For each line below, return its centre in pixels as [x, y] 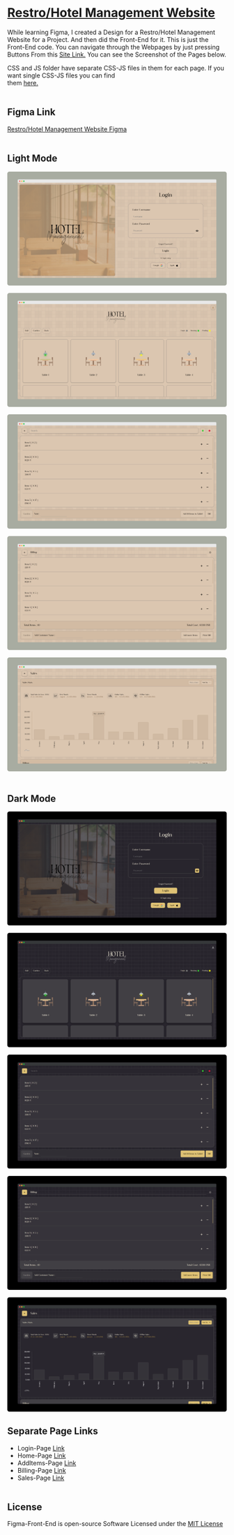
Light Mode [32, 159]
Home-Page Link [41, 1455]
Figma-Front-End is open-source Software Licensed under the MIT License [115, 1524]
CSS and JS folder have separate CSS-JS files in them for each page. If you [116, 68]
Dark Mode [32, 799]
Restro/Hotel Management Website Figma [67, 129]
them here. [23, 82]
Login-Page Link [41, 1448]
